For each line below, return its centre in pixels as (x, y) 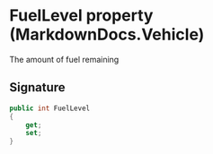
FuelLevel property (81, 16)
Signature (37, 87)
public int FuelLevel (50, 108)
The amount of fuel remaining (64, 59)
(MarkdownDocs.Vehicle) (107, 34)
